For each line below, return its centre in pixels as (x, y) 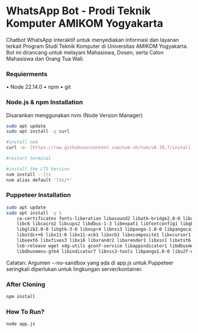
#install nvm (22, 142)
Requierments (27, 74)
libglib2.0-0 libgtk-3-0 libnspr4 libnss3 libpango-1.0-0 (89, 229)
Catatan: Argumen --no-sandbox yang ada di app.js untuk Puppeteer (90, 263)
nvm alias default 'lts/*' (39, 180)
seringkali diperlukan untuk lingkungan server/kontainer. (75, 269)
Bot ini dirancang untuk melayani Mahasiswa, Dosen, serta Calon (85, 52)
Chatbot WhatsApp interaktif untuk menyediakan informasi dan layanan (93, 40)
